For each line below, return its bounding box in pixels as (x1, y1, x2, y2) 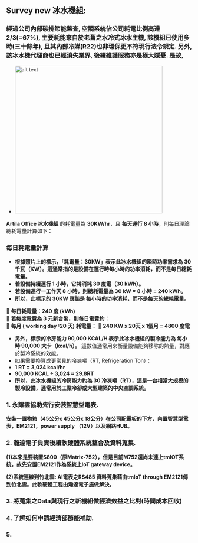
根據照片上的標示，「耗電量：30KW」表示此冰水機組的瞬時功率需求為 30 (14, 258, 192, 265)
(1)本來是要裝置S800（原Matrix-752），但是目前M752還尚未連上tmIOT (6, 453, 179, 460)
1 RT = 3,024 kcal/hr (14, 363, 65, 370)
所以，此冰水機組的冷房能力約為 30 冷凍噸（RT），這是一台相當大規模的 (14, 377, 189, 384)
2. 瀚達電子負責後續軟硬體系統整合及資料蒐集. (6, 439, 136, 447)
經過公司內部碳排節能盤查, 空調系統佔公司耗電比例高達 (6, 25, 160, 33)
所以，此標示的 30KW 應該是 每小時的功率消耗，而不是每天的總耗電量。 (14, 295, 190, 302)
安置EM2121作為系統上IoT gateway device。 (26, 460, 136, 468)
